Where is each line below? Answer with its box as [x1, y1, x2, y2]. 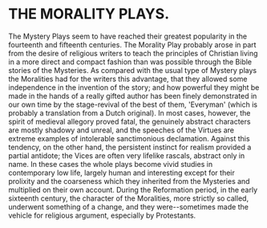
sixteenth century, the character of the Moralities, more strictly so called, [8, 193, 249, 203]
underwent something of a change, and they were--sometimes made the [8, 202, 249, 211]
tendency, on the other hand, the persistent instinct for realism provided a [8, 142, 252, 152]
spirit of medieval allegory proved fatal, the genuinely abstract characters [8, 116, 251, 126]
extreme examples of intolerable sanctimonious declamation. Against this [8, 133, 250, 143]
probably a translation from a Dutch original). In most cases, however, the [8, 108, 251, 117]
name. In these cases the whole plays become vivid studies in [8, 159, 213, 169]
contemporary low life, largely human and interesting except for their [8, 168, 235, 177]
